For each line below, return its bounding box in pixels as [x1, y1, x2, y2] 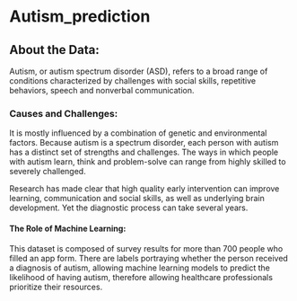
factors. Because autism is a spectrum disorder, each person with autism [9, 137, 279, 148]
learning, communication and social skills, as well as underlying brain [9, 193, 265, 204]
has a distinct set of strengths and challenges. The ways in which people [9, 146, 279, 158]
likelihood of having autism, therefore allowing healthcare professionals [9, 271, 274, 282]
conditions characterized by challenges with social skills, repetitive [9, 75, 257, 86]
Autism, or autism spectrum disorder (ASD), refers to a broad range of [9, 66, 268, 76]
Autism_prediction [9, 6, 151, 27]
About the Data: [9, 42, 100, 58]
